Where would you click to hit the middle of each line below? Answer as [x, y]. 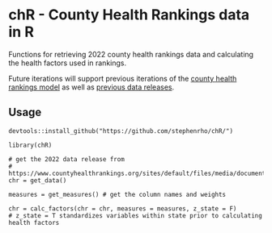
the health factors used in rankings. [68, 63]
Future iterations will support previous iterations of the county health [123, 78]
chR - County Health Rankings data [129, 15]
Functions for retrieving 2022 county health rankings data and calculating [131, 54]
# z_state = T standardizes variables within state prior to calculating [136, 215]
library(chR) [30, 145]
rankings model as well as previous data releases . [91, 87]
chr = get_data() [38, 180]
